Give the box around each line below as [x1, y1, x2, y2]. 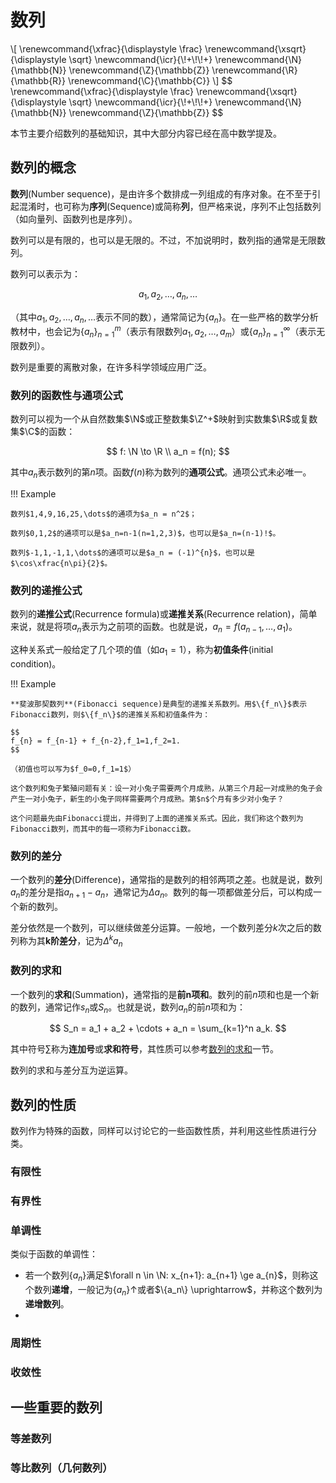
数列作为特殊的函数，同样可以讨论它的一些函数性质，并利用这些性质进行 [10, 1125, 308, 1137]
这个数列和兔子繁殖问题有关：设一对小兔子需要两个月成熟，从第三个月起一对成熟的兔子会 [10, 783, 323, 793]
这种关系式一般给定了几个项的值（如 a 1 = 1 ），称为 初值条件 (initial [10, 643, 274, 658]
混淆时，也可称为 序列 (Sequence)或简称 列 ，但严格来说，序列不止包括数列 [18, 200, 322, 212]
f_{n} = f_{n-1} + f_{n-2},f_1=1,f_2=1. [10, 736, 182, 746]
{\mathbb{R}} [10, 74, 67, 86]
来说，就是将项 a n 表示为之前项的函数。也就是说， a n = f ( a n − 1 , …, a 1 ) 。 [10, 621, 298, 635]
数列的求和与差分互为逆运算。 [10, 1064, 133, 1076]
